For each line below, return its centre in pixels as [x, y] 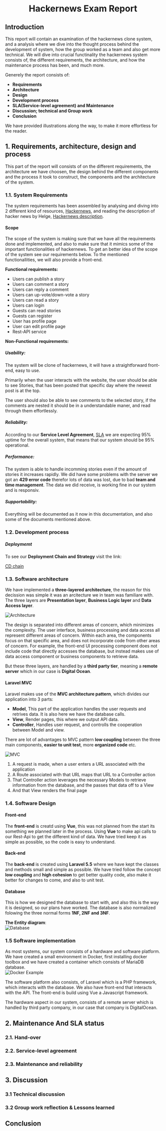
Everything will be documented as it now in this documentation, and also [79, 514]
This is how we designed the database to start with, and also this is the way [82, 902]
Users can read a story [36, 300]
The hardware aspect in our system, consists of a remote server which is [79, 1002]
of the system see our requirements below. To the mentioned [67, 255]
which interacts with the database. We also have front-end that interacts [79, 988]
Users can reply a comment [41, 290]
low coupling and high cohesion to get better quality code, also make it [78, 874]
